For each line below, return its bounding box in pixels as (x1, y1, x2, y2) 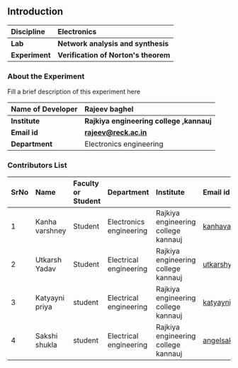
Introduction (7, 6, 64, 18)
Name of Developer (11, 104, 78, 114)
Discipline (11, 26, 45, 36)
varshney (35, 226, 67, 236)
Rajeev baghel (84, 104, 134, 114)
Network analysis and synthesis (57, 38, 169, 48)
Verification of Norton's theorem (57, 50, 171, 59)
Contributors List (7, 161, 67, 171)
